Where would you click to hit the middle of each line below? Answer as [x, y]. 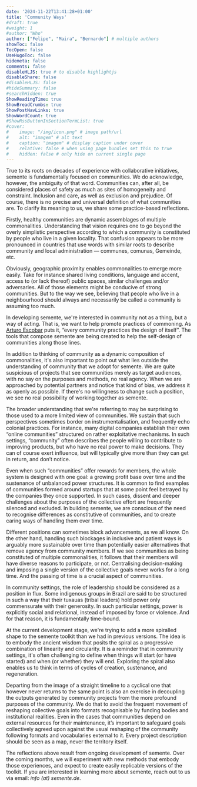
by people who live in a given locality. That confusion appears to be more [95, 239]
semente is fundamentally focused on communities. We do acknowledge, [95, 177]
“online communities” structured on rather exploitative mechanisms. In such [98, 434]
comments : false [26, 66]
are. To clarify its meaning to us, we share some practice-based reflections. [98, 208]
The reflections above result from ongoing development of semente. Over [96, 753]
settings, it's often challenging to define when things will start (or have [91, 655]
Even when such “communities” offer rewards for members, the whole [91, 471]
